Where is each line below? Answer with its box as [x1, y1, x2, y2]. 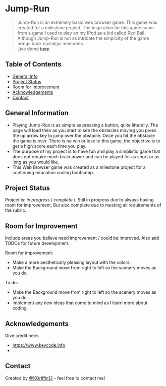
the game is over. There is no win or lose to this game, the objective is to [12, 137, 161, 144]
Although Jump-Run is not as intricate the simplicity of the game [17, 35, 149, 41]
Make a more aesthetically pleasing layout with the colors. [12, 259, 131, 265]
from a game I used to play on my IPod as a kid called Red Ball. [17, 30, 146, 36]
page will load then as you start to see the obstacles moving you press [12, 127, 157, 133]
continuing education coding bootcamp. [12, 169, 94, 175]
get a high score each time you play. [12, 143, 87, 149]
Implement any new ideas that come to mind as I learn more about [12, 300, 148, 306]
